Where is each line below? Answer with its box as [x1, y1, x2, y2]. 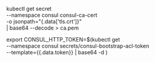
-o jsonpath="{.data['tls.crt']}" [6, 18, 82, 25]
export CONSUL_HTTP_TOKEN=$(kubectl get [6, 36, 120, 43]
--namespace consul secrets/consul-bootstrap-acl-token [6, 42, 150, 49]
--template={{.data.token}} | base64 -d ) [6, 49, 108, 56]
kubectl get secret [6, 5, 52, 12]
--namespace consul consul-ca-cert [6, 11, 97, 19]
